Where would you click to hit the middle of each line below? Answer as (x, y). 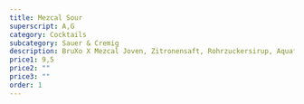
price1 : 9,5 (32, 60)
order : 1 (26, 85)
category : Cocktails (48, 34)
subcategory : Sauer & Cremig (64, 43)
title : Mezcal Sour (46, 18)
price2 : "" (30, 69)
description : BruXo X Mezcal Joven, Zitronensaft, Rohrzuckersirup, (141, 52)
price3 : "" (30, 77)
